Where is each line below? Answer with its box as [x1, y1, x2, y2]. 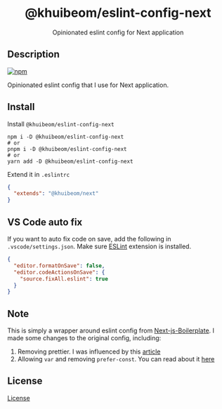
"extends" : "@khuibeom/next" [13, 190, 99, 197]
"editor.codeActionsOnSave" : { [13, 269, 105, 276]
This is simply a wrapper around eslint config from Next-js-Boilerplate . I [7, 326, 215, 335]
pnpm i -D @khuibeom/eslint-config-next [7, 145, 128, 152]
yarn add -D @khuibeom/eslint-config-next [7, 158, 133, 165]
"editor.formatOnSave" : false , [13, 262, 105, 269]
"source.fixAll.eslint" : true [20, 275, 109, 282]
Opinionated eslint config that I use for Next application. [7, 81, 169, 89]
